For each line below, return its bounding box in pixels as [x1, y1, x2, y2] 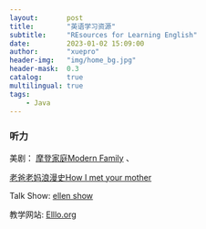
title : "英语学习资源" [9, 22, 116, 31]
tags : [9, 89, 30, 99]
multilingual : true [9, 81, 84, 90]
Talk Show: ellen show [9, 190, 94, 201]
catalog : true [9, 73, 84, 82]
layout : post [9, 13, 84, 23]
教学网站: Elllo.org [9, 209, 77, 220]
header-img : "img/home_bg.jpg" [9, 56, 137, 65]
